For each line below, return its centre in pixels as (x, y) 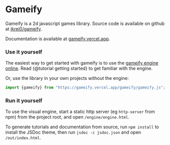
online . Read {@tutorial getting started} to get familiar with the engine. (79, 68)
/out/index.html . (23, 138)
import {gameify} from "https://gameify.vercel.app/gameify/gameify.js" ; (86, 88)
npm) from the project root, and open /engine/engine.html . (67, 117)
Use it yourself (24, 52)
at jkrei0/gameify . (24, 28)
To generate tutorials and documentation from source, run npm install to (82, 127)
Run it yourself (24, 101)
